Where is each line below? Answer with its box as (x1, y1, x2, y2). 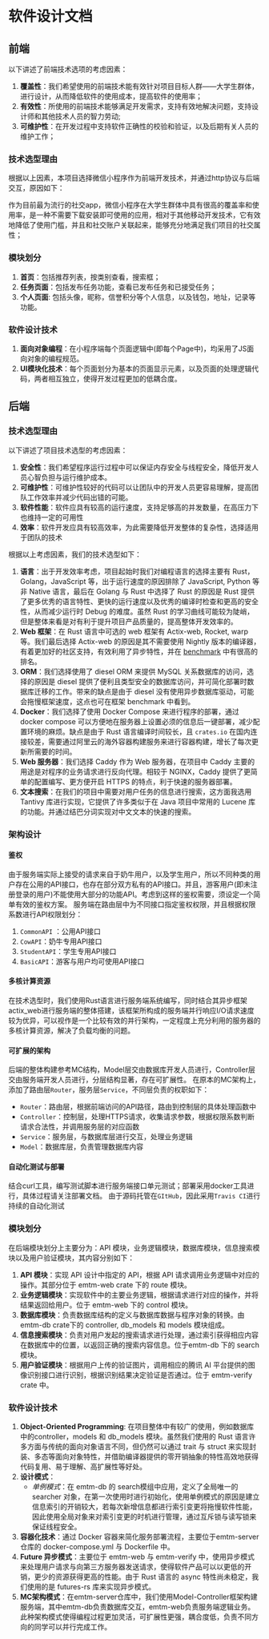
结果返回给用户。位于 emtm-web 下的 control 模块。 (19, 1299, 193, 1310)
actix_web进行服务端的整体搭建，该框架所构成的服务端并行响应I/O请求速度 (8, 1005, 255, 1015)
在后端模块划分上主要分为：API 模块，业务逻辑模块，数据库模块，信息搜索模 (8, 1242, 260, 1252)
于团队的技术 (19, 532, 62, 542)
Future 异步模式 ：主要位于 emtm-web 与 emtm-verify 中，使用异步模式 (19, 1552, 255, 1561)
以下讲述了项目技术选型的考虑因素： (8, 445, 128, 455)
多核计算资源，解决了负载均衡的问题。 (8, 1025, 134, 1035)
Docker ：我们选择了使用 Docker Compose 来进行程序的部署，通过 (19, 707, 240, 716)
